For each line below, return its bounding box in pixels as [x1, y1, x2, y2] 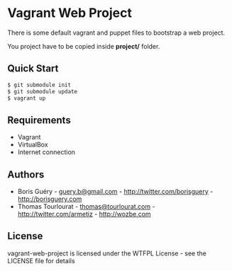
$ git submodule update [7, 88, 78, 95]
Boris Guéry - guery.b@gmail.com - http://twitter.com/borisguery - [17, 188, 214, 195]
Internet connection [17, 148, 76, 156]
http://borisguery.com [17, 195, 82, 203]
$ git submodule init [7, 81, 72, 88]
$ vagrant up [7, 94, 46, 102]
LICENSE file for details [7, 256, 76, 265]
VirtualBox [17, 140, 48, 149]
